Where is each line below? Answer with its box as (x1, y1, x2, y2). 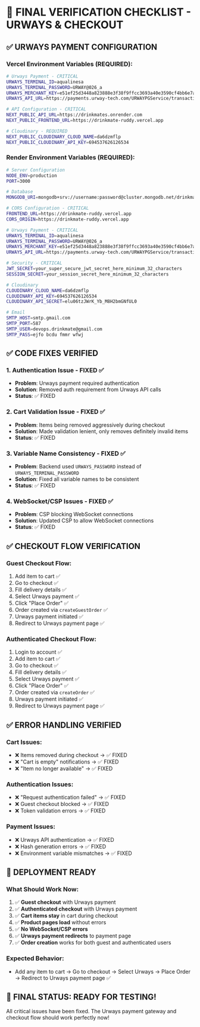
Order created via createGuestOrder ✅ (14, 606, 108, 613)
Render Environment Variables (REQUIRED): (6, 154, 135, 162)
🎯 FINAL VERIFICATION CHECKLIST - (6, 5, 192, 19)
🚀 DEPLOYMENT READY (6, 867, 96, 877)
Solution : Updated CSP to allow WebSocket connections (14, 517, 154, 525)
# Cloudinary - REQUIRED (6, 128, 68, 134)
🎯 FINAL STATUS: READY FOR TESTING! (6, 992, 157, 1002)
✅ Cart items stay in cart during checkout (14, 912, 118, 919)
